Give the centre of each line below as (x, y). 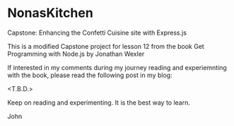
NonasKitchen (50, 13)
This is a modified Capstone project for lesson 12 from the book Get (106, 46)
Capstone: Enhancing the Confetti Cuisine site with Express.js (97, 33)
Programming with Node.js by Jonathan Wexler (76, 54)
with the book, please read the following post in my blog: (90, 75)
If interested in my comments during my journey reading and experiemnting (117, 67)
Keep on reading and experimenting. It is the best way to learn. (99, 102)
